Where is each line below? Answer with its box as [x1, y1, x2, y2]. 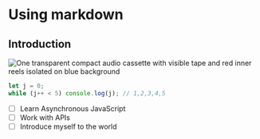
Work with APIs [19, 113, 70, 122]
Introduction [8, 37, 72, 51]
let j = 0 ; [8, 82, 45, 90]
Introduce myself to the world [19, 122, 117, 131]
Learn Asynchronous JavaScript [19, 103, 126, 113]
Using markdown [8, 6, 124, 24]
